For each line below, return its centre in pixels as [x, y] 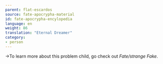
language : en [19, 24]
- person [14, 42]
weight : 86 [16, 28]
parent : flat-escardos [29, 10]
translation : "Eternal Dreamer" [39, 33]
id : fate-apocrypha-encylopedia [39, 19]
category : [15, 38]
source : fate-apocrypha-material [40, 14]
